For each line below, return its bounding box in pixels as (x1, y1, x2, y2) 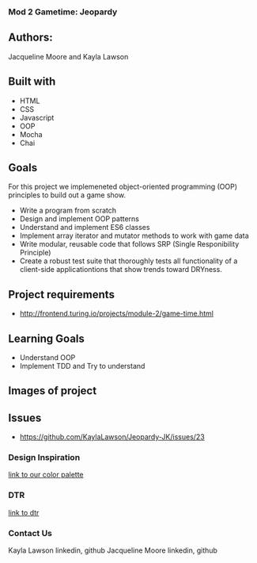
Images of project (8, 384, 97, 398)
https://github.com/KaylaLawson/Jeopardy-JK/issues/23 (19, 432, 206, 442)
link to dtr (8, 507, 40, 517)
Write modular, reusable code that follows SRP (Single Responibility (19, 239, 240, 249)
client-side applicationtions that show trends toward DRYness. (19, 265, 223, 274)
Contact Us (8, 527, 53, 538)
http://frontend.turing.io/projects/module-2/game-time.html (19, 308, 214, 319)
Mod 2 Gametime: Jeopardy (8, 6, 118, 17)
